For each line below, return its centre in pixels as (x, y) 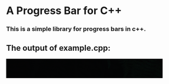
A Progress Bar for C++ (64, 11)
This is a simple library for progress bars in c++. (76, 29)
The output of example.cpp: (58, 48)
